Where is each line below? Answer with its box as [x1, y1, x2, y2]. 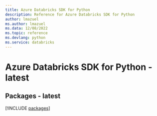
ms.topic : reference [5, 30, 48, 35]
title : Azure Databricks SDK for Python [5, 7, 91, 12]
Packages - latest [5, 92, 61, 100]
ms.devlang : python [5, 35, 46, 40]
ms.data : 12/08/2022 [5, 26, 48, 31]
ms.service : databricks [5, 40, 55, 45]
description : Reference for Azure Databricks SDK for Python [5, 12, 135, 17]
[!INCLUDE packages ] [5, 105, 50, 111]
